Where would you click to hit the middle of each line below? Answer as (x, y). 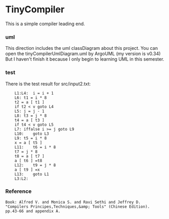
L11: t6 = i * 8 (35, 147)
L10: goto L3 (32, 134)
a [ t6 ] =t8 (28, 160)
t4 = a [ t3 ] (29, 120)
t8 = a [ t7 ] (29, 156)
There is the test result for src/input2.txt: (48, 84)
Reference (18, 191)
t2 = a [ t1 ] (29, 102)
